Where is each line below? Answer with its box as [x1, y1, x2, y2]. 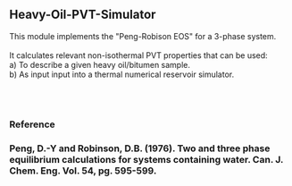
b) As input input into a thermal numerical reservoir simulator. [9, 69, 235, 80]
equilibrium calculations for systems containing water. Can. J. [9, 153, 284, 165]
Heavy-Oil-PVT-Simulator [9, 7, 156, 22]
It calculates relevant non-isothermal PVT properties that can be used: [9, 49, 268, 61]
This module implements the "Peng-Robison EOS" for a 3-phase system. [9, 30, 277, 41]
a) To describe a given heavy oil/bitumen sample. [9, 59, 190, 70]
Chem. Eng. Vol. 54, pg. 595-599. [9, 165, 157, 177]
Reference [9, 118, 55, 131]
